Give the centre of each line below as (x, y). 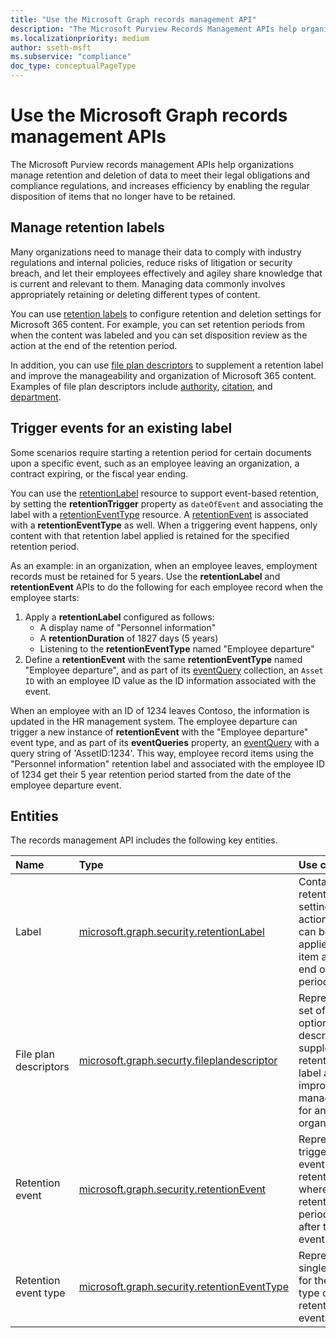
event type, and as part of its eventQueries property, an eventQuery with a (165, 742)
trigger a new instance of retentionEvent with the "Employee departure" (159, 732)
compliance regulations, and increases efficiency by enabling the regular (160, 185)
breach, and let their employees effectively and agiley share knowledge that (166, 273)
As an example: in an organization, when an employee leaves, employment (164, 565)
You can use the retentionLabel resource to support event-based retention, (164, 493)
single (312, 1268)
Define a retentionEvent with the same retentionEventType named (163, 659)
